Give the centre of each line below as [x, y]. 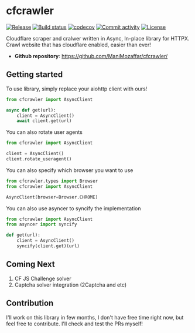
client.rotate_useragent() [39, 159]
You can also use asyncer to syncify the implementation [74, 208]
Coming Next [30, 265]
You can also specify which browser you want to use [70, 170]
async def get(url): [31, 110]
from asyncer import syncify [42, 224]
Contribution [30, 303]
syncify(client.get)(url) [48, 246]
